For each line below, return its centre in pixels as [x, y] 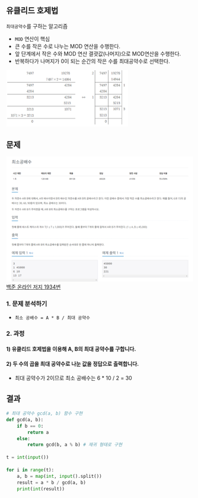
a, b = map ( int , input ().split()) [59, 476]
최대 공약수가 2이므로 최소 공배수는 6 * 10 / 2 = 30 [73, 378]
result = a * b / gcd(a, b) [51, 483]
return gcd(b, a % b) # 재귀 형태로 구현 [75, 445]
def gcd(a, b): [25, 419]
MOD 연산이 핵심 [32, 39]
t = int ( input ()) [28, 458]
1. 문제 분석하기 [27, 304]
